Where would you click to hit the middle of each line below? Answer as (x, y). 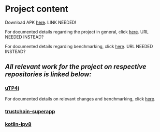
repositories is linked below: (48, 74)
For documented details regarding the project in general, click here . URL (77, 32)
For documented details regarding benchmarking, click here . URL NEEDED (79, 46)
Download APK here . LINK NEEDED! (41, 22)
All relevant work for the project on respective (76, 67)
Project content (37, 9)
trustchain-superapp (30, 111)
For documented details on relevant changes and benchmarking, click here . (80, 99)
